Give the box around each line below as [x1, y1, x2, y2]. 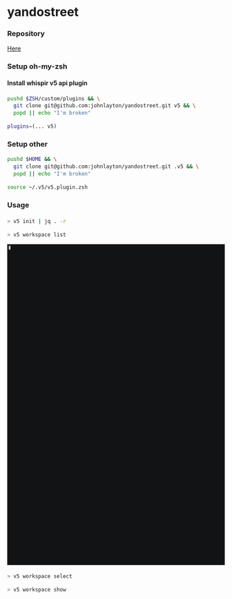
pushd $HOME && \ [7, 156, 57, 163]
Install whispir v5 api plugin [7, 79, 88, 87]
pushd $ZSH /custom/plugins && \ [7, 95, 100, 102]
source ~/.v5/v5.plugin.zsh [7, 184, 88, 191]
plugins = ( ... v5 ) [7, 123, 57, 130]
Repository [7, 29, 45, 39]
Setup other [7, 140, 48, 149]
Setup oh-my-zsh [7, 61, 68, 71]
